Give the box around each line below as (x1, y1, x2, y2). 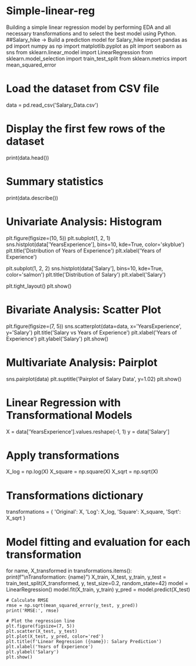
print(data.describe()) (6, 194, 59, 201)
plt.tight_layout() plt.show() (6, 282, 72, 290)
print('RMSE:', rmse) (6, 608, 59, 614)
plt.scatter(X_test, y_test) (6, 628, 78, 635)
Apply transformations (6, 448, 119, 462)
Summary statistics (6, 175, 104, 188)
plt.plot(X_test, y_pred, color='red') (6, 634, 104, 639)
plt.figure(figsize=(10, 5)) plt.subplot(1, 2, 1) (6, 234, 111, 241)
